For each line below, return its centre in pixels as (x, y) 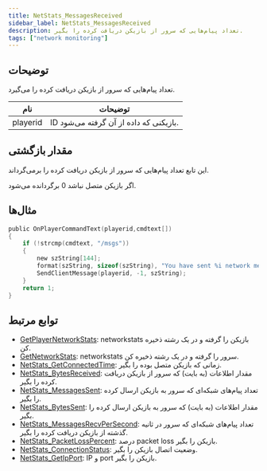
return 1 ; (39, 288)
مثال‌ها (23, 211)
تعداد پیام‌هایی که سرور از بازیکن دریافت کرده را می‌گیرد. (92, 89)
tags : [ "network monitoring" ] (58, 38)
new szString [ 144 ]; (69, 259)
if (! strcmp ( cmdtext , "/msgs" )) (76, 244)
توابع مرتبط (33, 320)
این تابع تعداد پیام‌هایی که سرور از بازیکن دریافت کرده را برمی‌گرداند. (108, 170)
